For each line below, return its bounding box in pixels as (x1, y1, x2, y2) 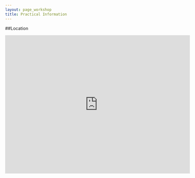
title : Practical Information (5, 12, 67, 17)
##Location (5, 25, 29, 31)
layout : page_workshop (5, 7, 52, 12)
